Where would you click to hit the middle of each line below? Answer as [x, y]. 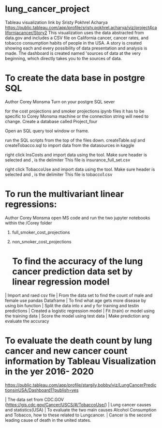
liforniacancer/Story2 [26, 32]
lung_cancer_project [47, 9]
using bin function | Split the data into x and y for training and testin [72, 305]
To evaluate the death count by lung [79, 341]
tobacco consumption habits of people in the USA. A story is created [73, 43]
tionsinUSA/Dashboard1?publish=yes [42, 390]
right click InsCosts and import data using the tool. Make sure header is [76, 155]
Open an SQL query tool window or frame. [47, 131]
